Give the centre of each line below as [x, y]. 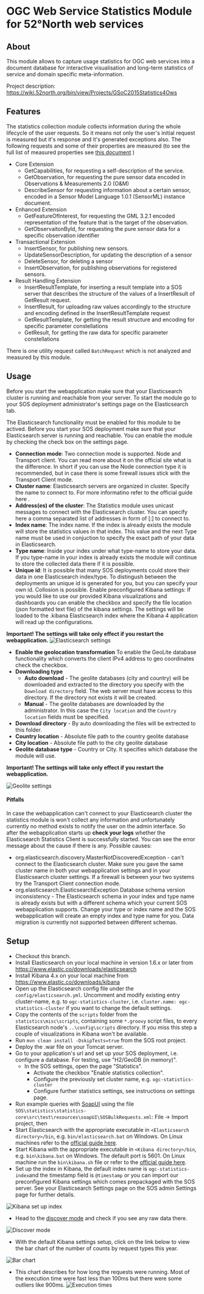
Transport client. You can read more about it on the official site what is [103, 460]
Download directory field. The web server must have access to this [108, 691]
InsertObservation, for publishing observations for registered [100, 268]
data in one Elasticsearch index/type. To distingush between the [96, 577]
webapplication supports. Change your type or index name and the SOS [105, 909]
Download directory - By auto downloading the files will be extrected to [105, 723]
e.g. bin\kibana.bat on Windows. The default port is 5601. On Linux [100, 1156]
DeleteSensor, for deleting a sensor [69, 261]
